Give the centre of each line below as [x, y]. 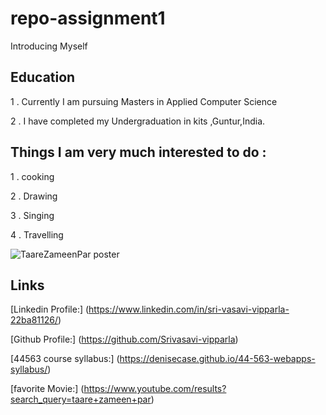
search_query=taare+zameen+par [81, 399]
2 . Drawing [34, 196]
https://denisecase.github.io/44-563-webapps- [217, 359]
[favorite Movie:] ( [47, 389]
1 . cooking [32, 176]
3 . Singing [32, 215]
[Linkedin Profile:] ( [50, 309]
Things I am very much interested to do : [138, 152]
